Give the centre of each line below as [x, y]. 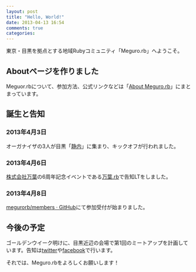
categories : [21, 33]
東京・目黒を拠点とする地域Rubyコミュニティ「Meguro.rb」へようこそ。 [94, 51]
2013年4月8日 [26, 193]
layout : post [22, 11]
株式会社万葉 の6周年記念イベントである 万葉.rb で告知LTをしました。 [89, 176]
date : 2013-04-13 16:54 [35, 22]
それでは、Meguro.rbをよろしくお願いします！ [63, 263]
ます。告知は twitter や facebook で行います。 [63, 250]
